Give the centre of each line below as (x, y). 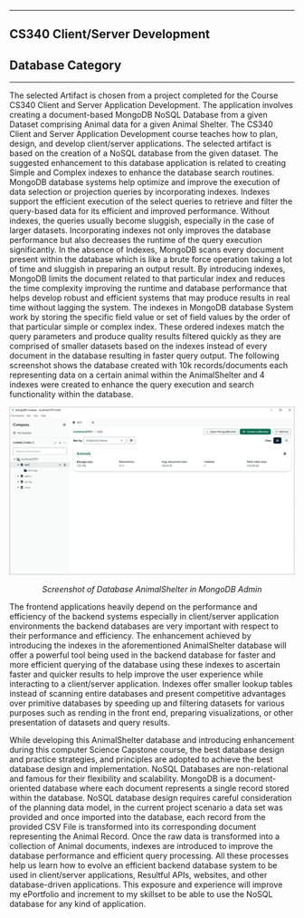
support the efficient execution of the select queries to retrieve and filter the (151, 201)
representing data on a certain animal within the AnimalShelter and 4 (137, 375)
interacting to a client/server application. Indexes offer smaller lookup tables (151, 684)
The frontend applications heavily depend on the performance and (133, 607)
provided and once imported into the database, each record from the (138, 817)
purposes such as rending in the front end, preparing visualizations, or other (152, 713)
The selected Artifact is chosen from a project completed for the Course (144, 95)
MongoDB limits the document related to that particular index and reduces (147, 278)
